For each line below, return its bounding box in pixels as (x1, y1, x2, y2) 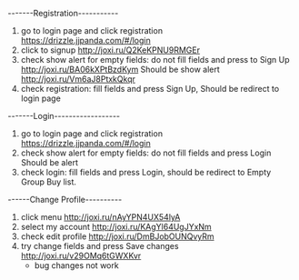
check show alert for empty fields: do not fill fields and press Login (20, 147, 272, 158)
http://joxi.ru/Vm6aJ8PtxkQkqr (20, 74, 136, 85)
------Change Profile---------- (7, 195, 123, 205)
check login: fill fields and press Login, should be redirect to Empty (20, 167, 272, 177)
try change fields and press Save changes (20, 241, 179, 251)
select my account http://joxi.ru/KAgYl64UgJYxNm (20, 222, 212, 232)
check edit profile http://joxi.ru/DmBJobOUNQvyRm (20, 231, 214, 242)
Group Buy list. (20, 176, 77, 187)
